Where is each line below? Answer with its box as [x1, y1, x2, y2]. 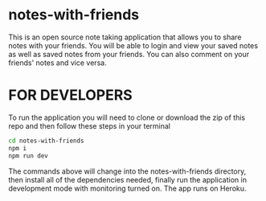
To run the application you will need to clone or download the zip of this [8, 113, 246, 122]
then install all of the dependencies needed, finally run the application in [8, 174, 248, 184]
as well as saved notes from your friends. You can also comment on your [8, 49, 250, 59]
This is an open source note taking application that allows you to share [8, 32, 242, 42]
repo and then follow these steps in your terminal [8, 121, 171, 130]
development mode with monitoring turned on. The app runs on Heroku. [8, 183, 247, 193]
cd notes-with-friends [8, 137, 84, 145]
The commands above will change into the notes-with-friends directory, [8, 166, 247, 176]
